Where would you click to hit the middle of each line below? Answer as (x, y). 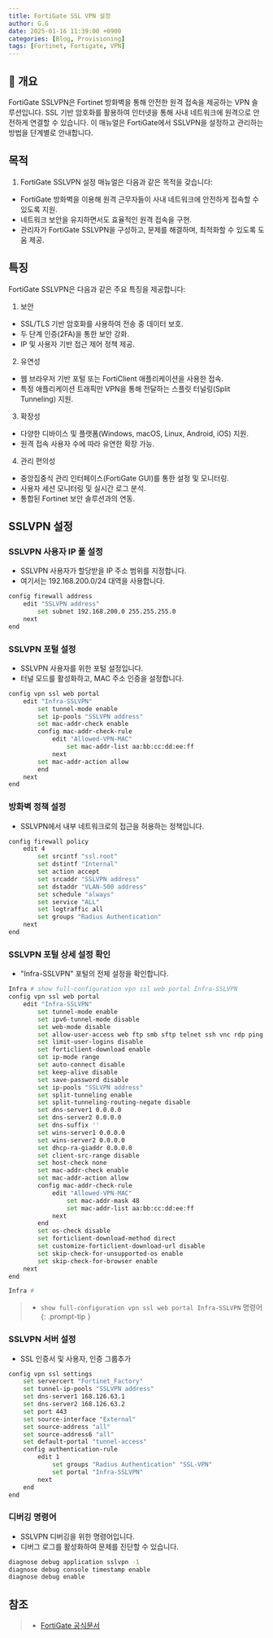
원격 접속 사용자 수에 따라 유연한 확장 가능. (87, 443)
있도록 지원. (39, 209)
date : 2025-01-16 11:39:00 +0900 (65, 31)
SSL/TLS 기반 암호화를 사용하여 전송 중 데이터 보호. (102, 324)
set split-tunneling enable (85, 1095)
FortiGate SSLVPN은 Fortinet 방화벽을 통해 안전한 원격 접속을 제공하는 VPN (129, 102)
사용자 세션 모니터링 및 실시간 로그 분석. (83, 488)
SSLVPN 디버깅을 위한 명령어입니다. (78, 1536)
